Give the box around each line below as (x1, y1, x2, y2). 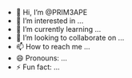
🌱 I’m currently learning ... (15, 25, 102, 33)
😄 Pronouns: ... (15, 53, 68, 63)
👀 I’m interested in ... (15, 16, 84, 25)
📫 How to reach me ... (15, 42, 90, 51)
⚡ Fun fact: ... (15, 62, 60, 72)
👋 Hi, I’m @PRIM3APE (15, 8, 88, 17)
